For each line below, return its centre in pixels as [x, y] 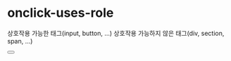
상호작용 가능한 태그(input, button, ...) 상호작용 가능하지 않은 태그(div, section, [116, 33]
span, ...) [20, 41]
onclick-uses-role [61, 13]
